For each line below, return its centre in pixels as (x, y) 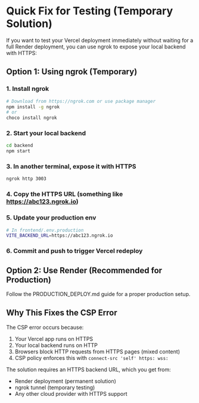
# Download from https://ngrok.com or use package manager (81, 101)
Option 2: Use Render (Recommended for (84, 270)
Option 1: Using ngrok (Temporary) (72, 72)
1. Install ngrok (28, 89)
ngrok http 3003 (26, 179)
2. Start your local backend (46, 133)
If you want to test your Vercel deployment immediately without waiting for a (100, 40)
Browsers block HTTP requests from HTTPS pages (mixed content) (97, 352)
